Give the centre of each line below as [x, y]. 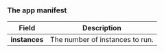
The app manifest [37, 10]
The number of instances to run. [102, 40]
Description [102, 28]
